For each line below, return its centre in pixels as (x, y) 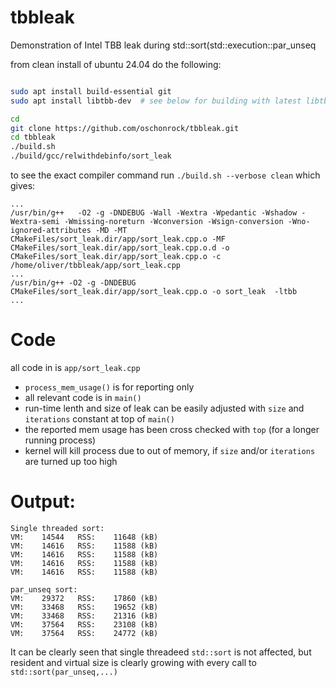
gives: (23, 186)
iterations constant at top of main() (99, 419)
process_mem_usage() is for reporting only (109, 387)
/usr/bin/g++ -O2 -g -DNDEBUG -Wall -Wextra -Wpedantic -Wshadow (154, 213)
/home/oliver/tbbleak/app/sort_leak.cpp (96, 266)
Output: (43, 502)
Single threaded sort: (57, 528)
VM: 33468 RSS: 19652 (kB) (84, 607)
